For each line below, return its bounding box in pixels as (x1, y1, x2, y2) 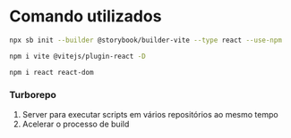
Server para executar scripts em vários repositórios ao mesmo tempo (21, 109, 279, 119)
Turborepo (9, 89, 56, 101)
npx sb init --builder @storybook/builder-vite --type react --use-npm (9, 36, 282, 45)
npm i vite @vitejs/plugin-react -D (9, 52, 146, 61)
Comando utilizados (9, 6, 162, 27)
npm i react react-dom (9, 68, 94, 77)
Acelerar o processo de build (21, 118, 130, 129)
